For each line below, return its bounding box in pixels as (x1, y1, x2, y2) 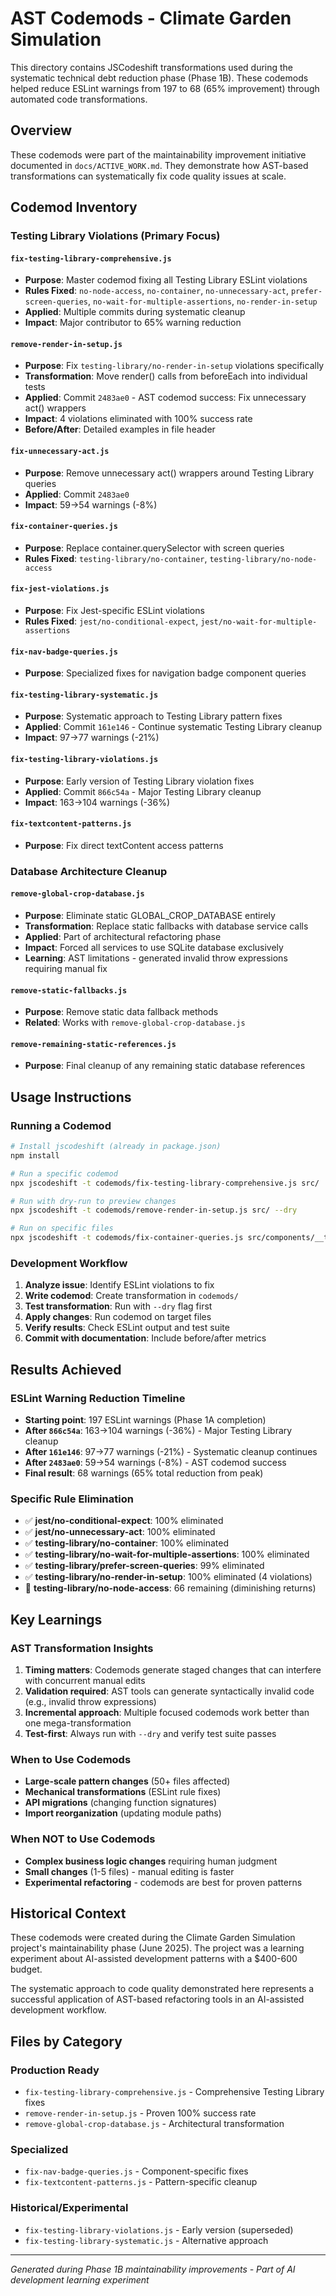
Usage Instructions (10, 1088, 132, 1106)
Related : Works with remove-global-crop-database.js (24, 1017, 246, 1029)
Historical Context (10, 1905, 127, 1922)
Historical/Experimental (10, 2201, 129, 2215)
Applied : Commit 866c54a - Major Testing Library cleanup (24, 785, 262, 797)
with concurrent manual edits (24, 1675, 146, 1687)
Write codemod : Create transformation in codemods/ (24, 1290, 239, 1302)
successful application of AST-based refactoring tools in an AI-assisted (10, 1993, 305, 2006)
